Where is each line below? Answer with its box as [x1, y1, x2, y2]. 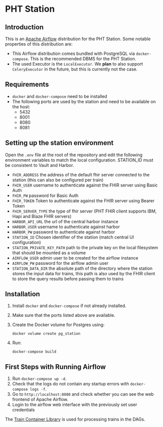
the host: [12, 104, 30, 110]
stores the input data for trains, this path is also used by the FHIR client [12, 270, 155, 276]
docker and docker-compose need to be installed [12, 93, 108, 99]
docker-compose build [12, 349, 56, 355]
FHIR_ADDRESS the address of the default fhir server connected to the [12, 171, 150, 177]
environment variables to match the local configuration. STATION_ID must [5, 157, 154, 163]
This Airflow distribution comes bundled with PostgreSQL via [12, 50, 135, 56]
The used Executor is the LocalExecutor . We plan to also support [12, 61, 143, 67]
